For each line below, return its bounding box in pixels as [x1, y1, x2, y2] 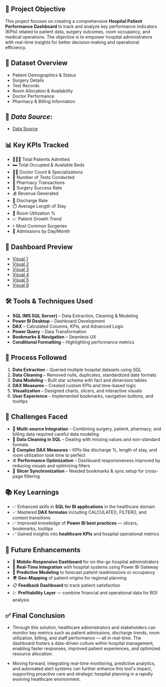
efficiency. [5, 44, 27, 50]
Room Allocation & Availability [12, 88, 73, 94]
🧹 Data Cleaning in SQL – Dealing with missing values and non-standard [12, 436, 160, 442]
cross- [145, 468, 159, 474]
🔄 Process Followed [5, 353, 67, 362]
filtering [24, 473, 40, 479]
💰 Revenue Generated [12, 190, 58, 196]
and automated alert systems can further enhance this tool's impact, [12, 665, 152, 672]
